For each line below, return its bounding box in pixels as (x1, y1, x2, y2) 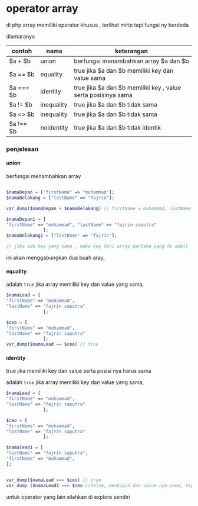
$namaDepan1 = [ (6, 216, 46, 222)
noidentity (40, 123, 69, 131)
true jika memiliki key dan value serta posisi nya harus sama (6, 368, 151, 375)
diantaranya (6, 33, 35, 40)
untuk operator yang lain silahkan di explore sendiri (6, 493, 131, 500)
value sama (74, 73, 106, 82)
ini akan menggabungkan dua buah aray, (6, 254, 105, 262)
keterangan (114, 47, 148, 55)
